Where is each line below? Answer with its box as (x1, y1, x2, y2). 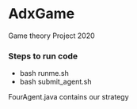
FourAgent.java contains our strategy (8, 92, 129, 102)
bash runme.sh (19, 69, 69, 78)
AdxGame (8, 5, 75, 23)
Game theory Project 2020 (8, 31, 95, 40)
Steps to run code (8, 51, 78, 62)
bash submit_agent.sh (19, 77, 92, 87)
